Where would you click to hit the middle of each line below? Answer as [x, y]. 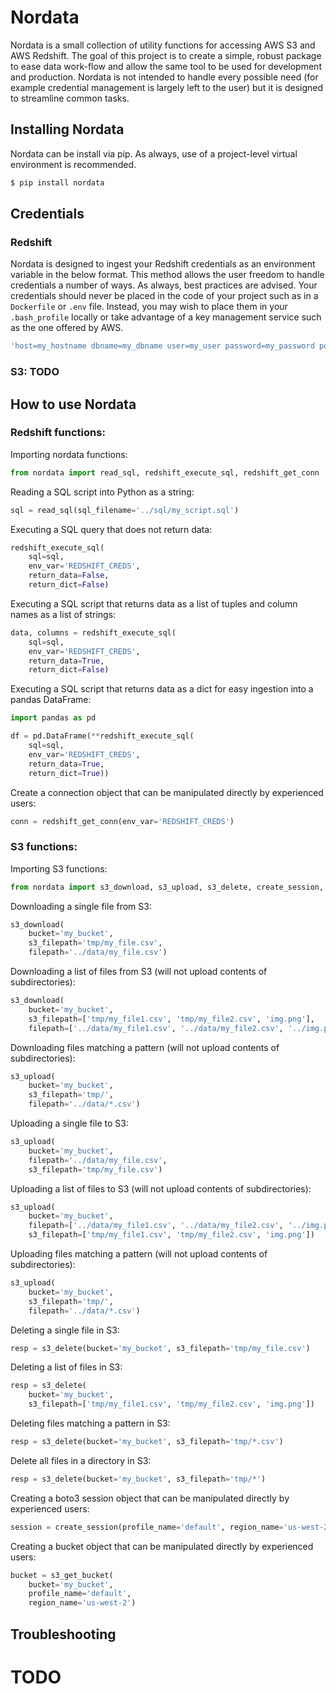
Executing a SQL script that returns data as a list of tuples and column [154, 603]
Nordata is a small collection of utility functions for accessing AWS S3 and [163, 45]
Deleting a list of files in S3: [66, 1367]
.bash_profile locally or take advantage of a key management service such [166, 317]
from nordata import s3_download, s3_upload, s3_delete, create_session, [167, 887]
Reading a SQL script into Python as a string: [102, 492]
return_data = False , [69, 576]
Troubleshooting [63, 1634]
